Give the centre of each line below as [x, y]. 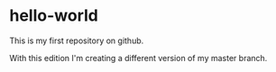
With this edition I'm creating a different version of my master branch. [138, 58]
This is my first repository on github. [77, 40]
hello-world [54, 16]
